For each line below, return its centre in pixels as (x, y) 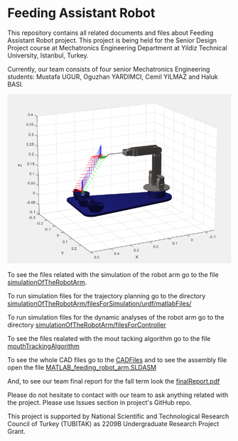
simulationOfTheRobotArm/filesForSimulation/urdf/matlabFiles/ (99, 303)
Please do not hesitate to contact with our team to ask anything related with (118, 395)
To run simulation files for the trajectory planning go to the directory (107, 295)
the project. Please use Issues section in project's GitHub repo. (99, 402)
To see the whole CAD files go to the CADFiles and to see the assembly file (117, 359)
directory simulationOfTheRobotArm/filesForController (87, 325)
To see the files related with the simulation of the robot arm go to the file (113, 274)
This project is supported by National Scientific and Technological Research (118, 416)
